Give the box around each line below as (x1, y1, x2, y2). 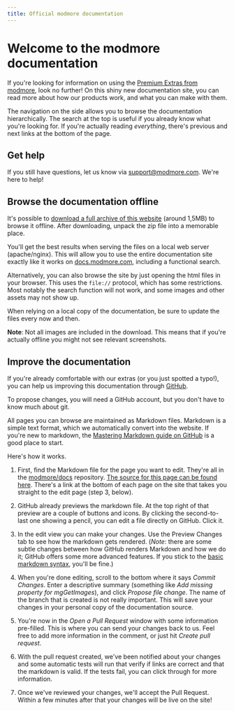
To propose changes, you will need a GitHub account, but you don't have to (7, 395, 225, 403)
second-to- (186, 509, 219, 517)
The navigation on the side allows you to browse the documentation (7, 106, 203, 115)
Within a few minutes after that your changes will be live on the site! (17, 696, 212, 704)
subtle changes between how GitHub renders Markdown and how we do (17, 545, 226, 553)
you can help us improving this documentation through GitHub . (7, 382, 189, 390)
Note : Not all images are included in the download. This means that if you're (7, 328, 226, 337)
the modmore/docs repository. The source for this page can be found (17, 473, 218, 481)
